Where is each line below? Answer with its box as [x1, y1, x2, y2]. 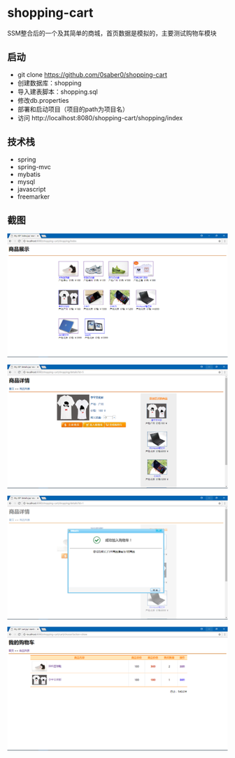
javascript [17, 185, 46, 193]
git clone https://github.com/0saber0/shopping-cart [17, 70, 168, 78]
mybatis [17, 170, 41, 178]
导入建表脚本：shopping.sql [17, 87, 98, 96]
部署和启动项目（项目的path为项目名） [17, 105, 129, 113]
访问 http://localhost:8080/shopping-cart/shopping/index [17, 113, 183, 122]
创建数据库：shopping [17, 78, 82, 87]
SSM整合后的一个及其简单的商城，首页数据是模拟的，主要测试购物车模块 [7, 29, 217, 37]
